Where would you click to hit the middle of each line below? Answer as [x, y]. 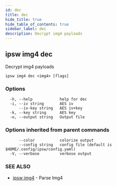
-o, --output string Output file [47, 117]
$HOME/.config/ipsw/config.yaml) [41, 149]
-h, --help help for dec [48, 99]
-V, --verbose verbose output [51, 154]
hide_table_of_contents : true [37, 24]
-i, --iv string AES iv [42, 104]
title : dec [17, 15]
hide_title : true [24, 19]
